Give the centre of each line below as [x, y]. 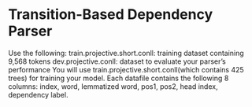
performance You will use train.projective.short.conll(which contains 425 [126, 69]
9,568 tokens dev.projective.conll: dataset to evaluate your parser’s [117, 61]
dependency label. [38, 94]
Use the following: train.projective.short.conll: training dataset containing [126, 53]
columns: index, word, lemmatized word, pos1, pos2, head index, [113, 86]
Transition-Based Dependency [111, 15]
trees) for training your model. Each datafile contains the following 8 [119, 78]
